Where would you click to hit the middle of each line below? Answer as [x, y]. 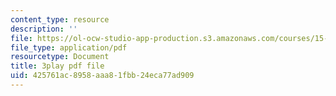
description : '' [44, 29]
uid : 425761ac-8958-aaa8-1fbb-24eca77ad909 [102, 76]
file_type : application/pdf [69, 47]
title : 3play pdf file [57, 66]
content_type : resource [60, 19]
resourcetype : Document [60, 57]
